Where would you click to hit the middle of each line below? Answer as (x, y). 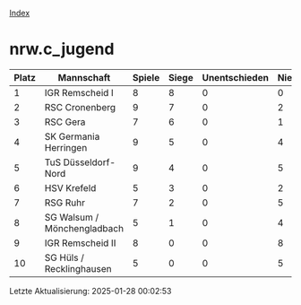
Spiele (146, 77)
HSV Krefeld (70, 187)
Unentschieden (235, 77)
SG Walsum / (72, 217)
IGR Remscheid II (80, 243)
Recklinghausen (78, 268)
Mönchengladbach (84, 228)
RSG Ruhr (65, 203)
